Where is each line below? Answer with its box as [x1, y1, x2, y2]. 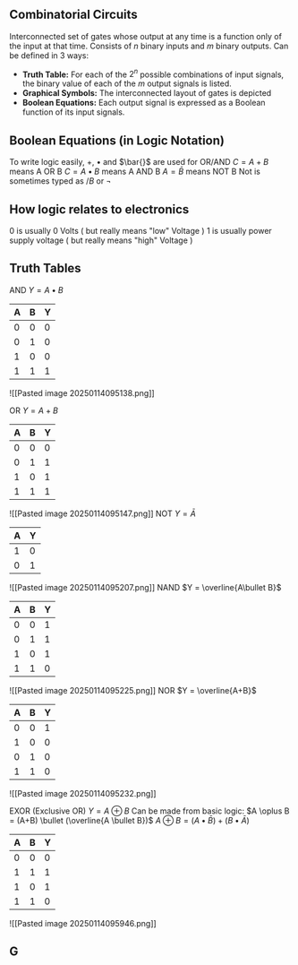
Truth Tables [9, 261, 82, 276]
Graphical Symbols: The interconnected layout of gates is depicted [21, 88, 272, 99]
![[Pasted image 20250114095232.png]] [9, 788, 157, 798]
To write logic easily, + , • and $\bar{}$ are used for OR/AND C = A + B [9, 157, 269, 168]
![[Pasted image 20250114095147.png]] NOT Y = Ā [9, 508, 197, 519]
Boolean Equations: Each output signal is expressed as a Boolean [21, 98, 266, 108]
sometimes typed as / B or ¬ [9, 176, 112, 186]
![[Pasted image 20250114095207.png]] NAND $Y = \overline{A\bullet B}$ [9, 582, 282, 592]
